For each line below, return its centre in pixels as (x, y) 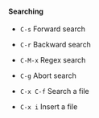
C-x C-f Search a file (55, 92)
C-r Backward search (55, 45)
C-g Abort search (48, 75)
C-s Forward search (53, 29)
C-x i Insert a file (49, 107)
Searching (26, 11)
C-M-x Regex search (53, 60)
